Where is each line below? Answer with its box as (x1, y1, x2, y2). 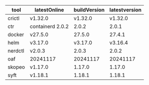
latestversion (109, 6, 142, 13)
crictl (7, 15, 20, 21)
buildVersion (73, 6, 105, 13)
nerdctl (7, 47, 24, 54)
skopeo (7, 63, 25, 70)
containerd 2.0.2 (29, 23, 69, 29)
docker (7, 31, 24, 38)
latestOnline (34, 6, 64, 13)
